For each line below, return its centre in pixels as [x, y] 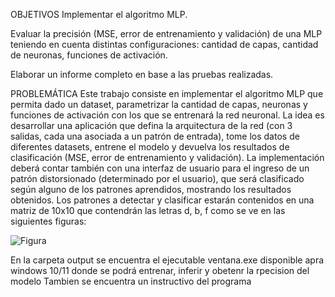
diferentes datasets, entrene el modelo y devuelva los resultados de [150, 147]
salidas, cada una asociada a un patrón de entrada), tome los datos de [155, 136]
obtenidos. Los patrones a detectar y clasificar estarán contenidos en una [162, 200]
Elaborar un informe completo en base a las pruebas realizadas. [142, 74]
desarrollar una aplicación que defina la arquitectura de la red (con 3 [151, 125]
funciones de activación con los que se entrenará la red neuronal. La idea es [167, 115]
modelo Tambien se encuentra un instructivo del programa [131, 281]
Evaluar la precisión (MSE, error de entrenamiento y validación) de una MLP [166, 33]
